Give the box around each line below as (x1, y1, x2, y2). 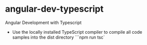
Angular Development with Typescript (5, 20, 82, 25)
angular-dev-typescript (5, 3, 104, 15)
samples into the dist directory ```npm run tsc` (12, 34, 105, 40)
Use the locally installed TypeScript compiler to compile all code (12, 29, 143, 35)
